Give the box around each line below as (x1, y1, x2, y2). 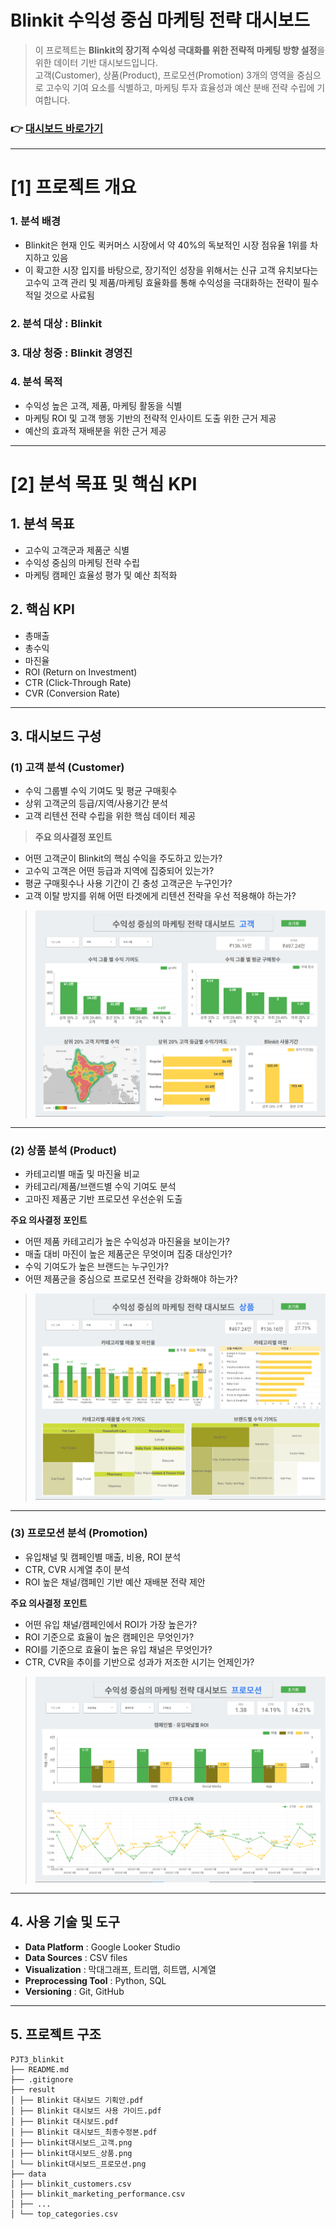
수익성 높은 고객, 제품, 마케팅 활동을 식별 (24, 399, 183, 411)
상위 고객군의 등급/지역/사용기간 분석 (24, 797, 168, 810)
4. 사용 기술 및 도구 (10, 1914, 120, 1931)
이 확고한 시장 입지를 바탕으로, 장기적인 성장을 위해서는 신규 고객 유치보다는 (24, 264, 319, 276)
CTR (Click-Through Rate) (24, 676, 132, 688)
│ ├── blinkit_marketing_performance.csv (10, 2189, 186, 2199)
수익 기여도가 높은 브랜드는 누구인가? (24, 1261, 169, 1273)
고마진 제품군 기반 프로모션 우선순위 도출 (24, 1193, 183, 1205)
